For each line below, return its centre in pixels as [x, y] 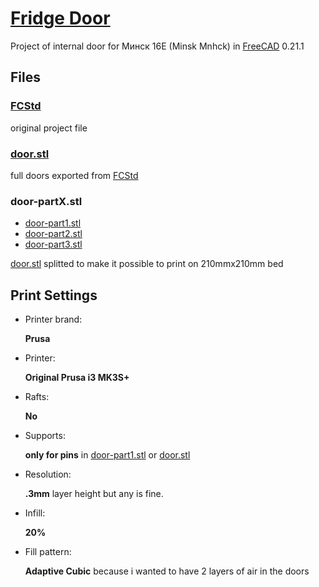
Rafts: [37, 397]
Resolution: [48, 474]
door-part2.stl [53, 234]
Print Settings [54, 295]
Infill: [35, 513]
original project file [49, 128]
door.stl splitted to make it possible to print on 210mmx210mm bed [147, 264]
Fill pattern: [48, 552]
